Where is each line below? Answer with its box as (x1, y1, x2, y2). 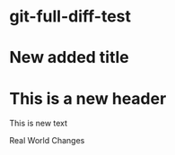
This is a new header (9, 88, 167, 108)
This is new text (9, 118, 68, 129)
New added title (9, 47, 130, 68)
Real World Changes (9, 135, 85, 146)
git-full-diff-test (9, 6, 132, 27)
